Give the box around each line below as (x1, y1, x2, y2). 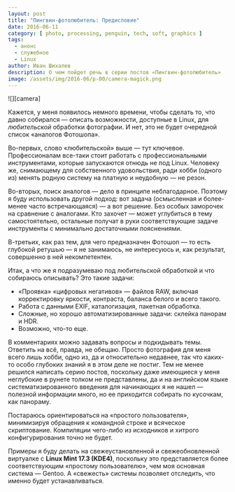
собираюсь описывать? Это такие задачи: (8, 274, 135, 282)
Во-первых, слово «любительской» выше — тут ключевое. (8, 144, 185, 153)
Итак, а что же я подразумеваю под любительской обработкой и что (8, 267, 215, 275)
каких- (204, 353, 225, 361)
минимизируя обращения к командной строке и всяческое (8, 419, 186, 427)
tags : (8, 36, 24, 43)
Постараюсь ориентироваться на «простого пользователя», (8, 411, 190, 420)
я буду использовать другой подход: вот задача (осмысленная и (8, 195, 202, 203)
